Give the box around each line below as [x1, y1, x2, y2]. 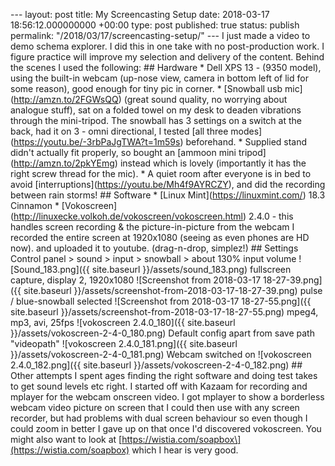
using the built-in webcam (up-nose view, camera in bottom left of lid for [10, 72, 309, 84]
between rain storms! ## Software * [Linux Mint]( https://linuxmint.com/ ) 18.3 [10, 189, 326, 201]
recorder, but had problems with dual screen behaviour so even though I [10, 412, 308, 424]
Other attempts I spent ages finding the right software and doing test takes [10, 370, 318, 381]
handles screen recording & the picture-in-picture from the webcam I [10, 221, 295, 233]
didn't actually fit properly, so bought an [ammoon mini [10, 147, 237, 158]
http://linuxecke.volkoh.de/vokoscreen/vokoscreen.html [13, 210, 244, 222]
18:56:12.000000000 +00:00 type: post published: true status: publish [10, 19, 300, 31]
